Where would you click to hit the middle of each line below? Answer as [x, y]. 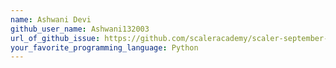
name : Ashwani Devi [51, 19]
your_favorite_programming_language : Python [104, 47]
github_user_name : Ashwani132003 [80, 29]
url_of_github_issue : [55, 38]
